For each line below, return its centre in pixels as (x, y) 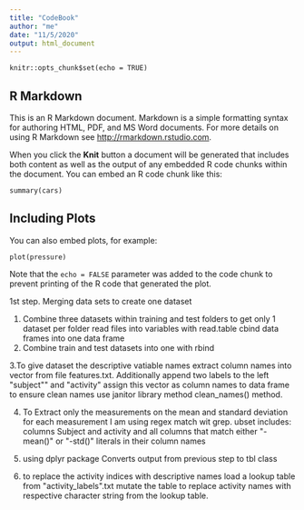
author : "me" (34, 26)
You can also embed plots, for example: (83, 240)
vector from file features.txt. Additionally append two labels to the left (139, 375)
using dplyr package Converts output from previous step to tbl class (150, 458)
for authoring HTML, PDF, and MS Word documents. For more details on (144, 127)
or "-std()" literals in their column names (131, 441)
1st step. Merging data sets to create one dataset (101, 301)
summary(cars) (36, 191)
